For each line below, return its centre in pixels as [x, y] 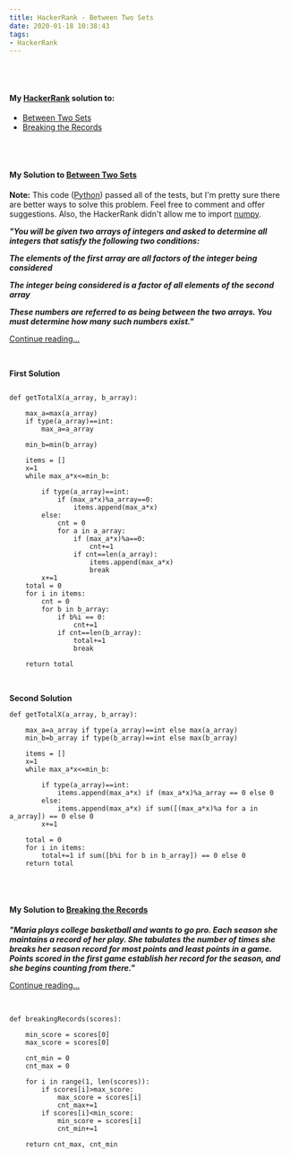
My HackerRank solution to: [62, 98]
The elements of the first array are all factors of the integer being [133, 258]
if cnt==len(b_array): [99, 632]
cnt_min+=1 [77, 1128]
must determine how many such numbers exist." [102, 321]
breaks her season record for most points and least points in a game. [141, 948]
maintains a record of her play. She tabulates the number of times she [142, 939]
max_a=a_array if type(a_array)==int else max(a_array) [132, 730]
